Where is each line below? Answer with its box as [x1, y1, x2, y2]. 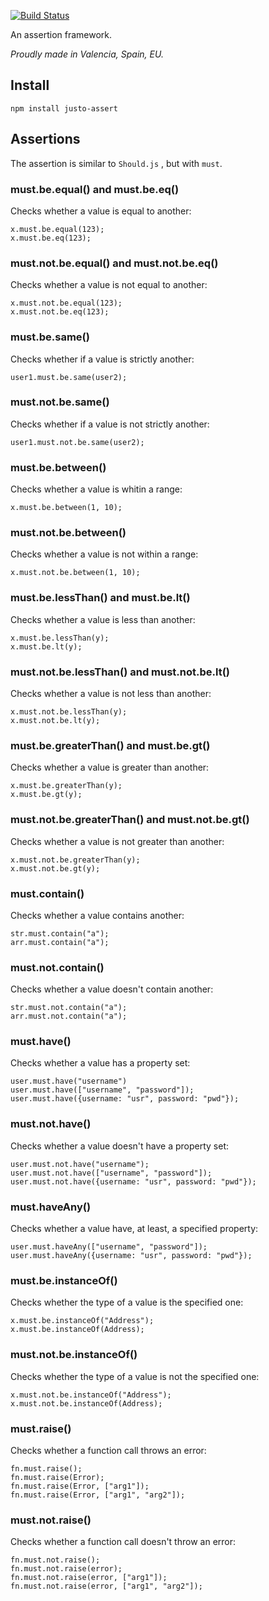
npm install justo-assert [10, 103, 118, 114]
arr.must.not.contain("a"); [10, 1011, 128, 1022]
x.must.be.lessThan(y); [10, 633, 110, 643]
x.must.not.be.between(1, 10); [10, 568, 141, 578]
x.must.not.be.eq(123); [10, 307, 110, 317]
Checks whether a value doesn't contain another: [10, 983, 214, 995]
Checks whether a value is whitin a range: [10, 483, 183, 495]
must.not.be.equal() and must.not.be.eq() [10, 256, 219, 270]
